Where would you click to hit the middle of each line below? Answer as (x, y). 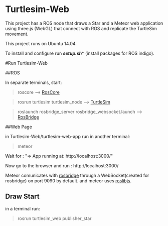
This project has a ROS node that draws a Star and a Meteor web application (84, 23)
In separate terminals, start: (34, 82)
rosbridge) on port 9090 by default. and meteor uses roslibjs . (68, 181)
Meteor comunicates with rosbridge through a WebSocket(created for (77, 175)
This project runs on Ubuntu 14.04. (41, 43)
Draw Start (22, 197)
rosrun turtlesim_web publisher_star (54, 218)
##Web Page (19, 127)
